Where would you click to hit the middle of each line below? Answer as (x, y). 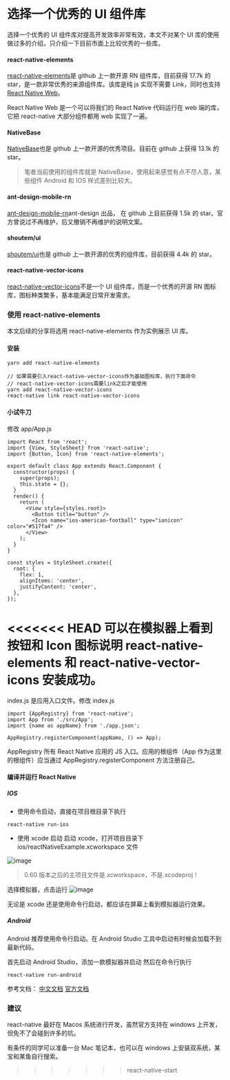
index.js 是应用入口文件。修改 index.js (61, 700)
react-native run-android (44, 975)
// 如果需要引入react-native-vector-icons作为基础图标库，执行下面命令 (102, 377)
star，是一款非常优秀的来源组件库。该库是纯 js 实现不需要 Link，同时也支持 (114, 84)
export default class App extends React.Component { (84, 466)
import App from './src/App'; (51, 719)
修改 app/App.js (30, 429)
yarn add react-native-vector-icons (60, 390)
